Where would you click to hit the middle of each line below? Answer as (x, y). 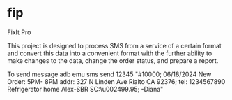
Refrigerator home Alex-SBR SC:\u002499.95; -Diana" (85, 89)
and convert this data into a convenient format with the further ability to (110, 53)
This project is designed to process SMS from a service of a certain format (114, 45)
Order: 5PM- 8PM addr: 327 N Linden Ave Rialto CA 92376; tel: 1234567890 (116, 81)
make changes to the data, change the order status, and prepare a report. (113, 60)
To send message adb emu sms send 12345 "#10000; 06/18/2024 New (109, 74)
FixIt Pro (19, 32)
